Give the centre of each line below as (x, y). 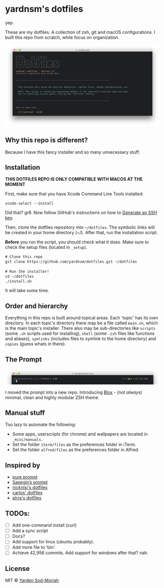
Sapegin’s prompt (30, 482)
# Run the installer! (27, 272)
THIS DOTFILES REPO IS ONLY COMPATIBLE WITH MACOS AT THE (74, 179)
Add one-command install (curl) (44, 525)
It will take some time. (27, 291)
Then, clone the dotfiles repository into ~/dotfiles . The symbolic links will (80, 227)
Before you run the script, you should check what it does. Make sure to (77, 242)
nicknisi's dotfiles (30, 487)
